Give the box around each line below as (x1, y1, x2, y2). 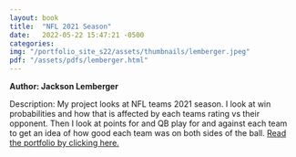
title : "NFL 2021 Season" (9, 22, 112, 31)
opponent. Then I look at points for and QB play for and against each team (9, 118, 288, 129)
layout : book (9, 13, 59, 23)
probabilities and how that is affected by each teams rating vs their (9, 109, 260, 119)
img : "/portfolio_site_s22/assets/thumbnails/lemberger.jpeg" (9, 47, 250, 57)
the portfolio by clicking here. (9, 138, 120, 148)
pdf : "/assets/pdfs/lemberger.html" (9, 56, 148, 65)
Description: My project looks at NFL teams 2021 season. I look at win (9, 99, 271, 110)
